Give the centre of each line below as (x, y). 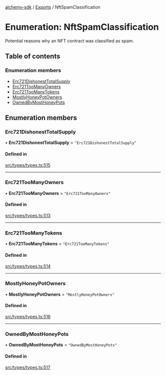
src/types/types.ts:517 (28, 367)
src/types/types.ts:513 (28, 216)
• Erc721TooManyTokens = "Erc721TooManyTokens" (57, 244)
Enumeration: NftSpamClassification (82, 27)
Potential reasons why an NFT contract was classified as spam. (70, 41)
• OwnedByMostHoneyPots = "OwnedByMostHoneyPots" (61, 345)
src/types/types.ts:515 (28, 165)
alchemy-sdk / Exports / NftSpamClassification (53, 7)
